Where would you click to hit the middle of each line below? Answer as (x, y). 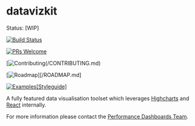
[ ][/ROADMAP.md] (44, 75)
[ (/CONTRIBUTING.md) (53, 63)
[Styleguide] (52, 87)
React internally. (26, 105)
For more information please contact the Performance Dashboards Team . (97, 116)
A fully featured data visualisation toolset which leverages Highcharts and (98, 98)
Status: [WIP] (23, 28)
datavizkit (32, 11)
